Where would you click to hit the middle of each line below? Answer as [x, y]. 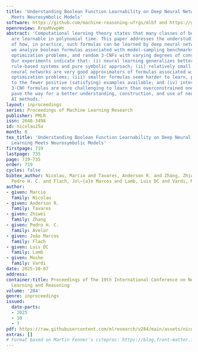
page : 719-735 [24, 160]
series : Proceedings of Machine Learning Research [70, 110]
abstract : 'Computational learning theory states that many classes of [96, 34]
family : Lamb [27, 253]
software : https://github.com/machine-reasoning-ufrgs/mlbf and [87, 22]
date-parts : [26, 307]
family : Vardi [29, 263]
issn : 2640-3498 [26, 121]
